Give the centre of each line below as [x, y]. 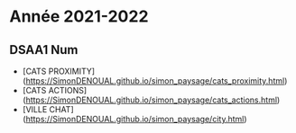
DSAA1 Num [44, 50]
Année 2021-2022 [79, 17]
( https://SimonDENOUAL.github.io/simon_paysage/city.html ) [134, 119]
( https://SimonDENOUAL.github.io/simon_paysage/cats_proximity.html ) [155, 81]
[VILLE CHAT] [48, 109]
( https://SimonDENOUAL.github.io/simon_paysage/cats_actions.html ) [151, 100]
